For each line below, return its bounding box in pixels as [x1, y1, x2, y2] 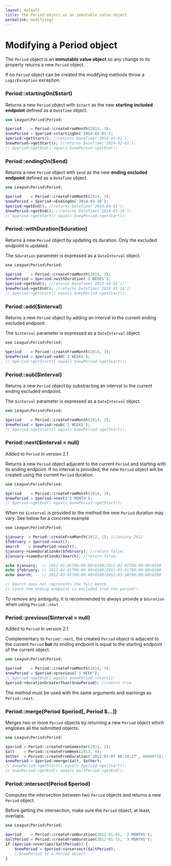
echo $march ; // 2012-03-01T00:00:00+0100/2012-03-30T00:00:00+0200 [5, 572, 161, 578]
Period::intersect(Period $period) [5, 780, 91, 787]
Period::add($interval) [5, 303, 62, 310]
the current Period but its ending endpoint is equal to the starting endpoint [5, 641, 162, 647]
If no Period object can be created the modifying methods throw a [5, 71, 145, 78]
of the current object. [5, 646, 50, 653]
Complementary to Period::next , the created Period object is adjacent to [5, 636, 159, 642]
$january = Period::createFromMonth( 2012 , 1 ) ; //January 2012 [5, 534, 143, 540]
